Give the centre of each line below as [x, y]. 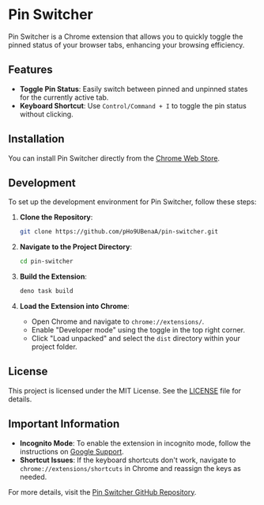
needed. [33, 477]
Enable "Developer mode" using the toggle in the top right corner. [138, 330]
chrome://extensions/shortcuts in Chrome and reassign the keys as [130, 468]
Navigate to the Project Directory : [76, 247]
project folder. [54, 347]
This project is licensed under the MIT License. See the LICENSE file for [125, 390]
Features [30, 70]
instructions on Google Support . [72, 451]
